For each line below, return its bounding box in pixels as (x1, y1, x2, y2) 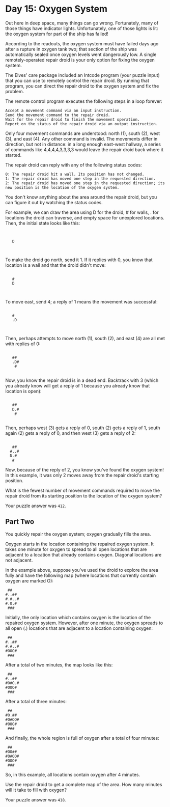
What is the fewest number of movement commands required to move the (5, 487, 160, 493)
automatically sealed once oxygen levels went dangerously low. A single (5, 51, 157, 58)
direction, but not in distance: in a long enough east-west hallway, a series (5, 141, 161, 147)
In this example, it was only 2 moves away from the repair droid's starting (5, 472, 159, 478)
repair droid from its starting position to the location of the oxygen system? (5, 492, 162, 499)
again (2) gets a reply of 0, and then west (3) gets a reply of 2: (5, 430, 136, 436)
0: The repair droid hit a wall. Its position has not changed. (5, 172, 145, 177)
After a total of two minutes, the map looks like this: (5, 661, 113, 667)
